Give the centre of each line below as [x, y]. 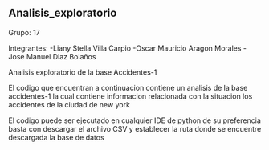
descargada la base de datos [56, 137]
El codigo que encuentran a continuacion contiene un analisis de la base [128, 87]
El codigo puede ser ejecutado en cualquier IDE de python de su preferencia [134, 120]
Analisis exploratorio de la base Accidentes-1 [83, 72]
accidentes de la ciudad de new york [69, 104]
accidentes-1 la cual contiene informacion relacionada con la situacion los [130, 96]
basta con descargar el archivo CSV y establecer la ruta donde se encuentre [135, 128]
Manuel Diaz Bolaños [61, 56]
